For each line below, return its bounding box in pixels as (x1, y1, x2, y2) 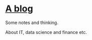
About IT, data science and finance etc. (5, 29, 87, 35)
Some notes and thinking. (5, 19, 59, 25)
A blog (5, 3, 33, 14)
